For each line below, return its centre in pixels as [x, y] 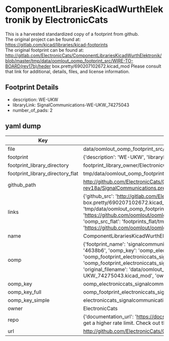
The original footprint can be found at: [45, 50]
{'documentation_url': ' [110, 316]
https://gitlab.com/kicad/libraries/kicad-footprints [57, 44]
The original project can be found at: [43, 39]
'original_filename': [105, 269]
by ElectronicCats [70, 20]
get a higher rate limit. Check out [121, 323]
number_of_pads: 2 [32, 110]
